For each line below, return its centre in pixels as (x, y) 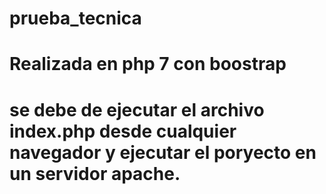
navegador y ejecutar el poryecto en (163, 152)
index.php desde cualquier (123, 131)
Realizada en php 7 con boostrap (148, 64)
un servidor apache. (95, 173)
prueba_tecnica (75, 18)
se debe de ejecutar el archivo (137, 109)
